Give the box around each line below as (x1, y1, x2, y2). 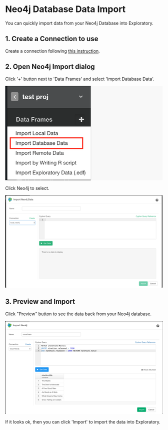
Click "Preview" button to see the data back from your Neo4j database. (5, 311, 151, 317)
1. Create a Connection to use (5, 35, 98, 43)
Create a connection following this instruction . (5, 48, 100, 54)
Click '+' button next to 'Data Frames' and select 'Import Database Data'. (5, 76, 155, 82)
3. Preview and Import (5, 297, 75, 306)
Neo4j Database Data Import (5, 4, 126, 15)
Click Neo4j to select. (5, 185, 49, 191)
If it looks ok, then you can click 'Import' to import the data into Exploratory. (5, 418, 161, 424)
